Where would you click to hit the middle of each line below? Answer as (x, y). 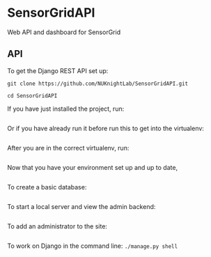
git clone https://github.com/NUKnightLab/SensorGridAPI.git (98, 84)
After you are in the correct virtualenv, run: (68, 148)
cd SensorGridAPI (32, 95)
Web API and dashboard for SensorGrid (64, 32)
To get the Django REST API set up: (58, 70)
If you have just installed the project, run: (66, 109)
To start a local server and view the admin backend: (81, 206)
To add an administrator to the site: (57, 226)
